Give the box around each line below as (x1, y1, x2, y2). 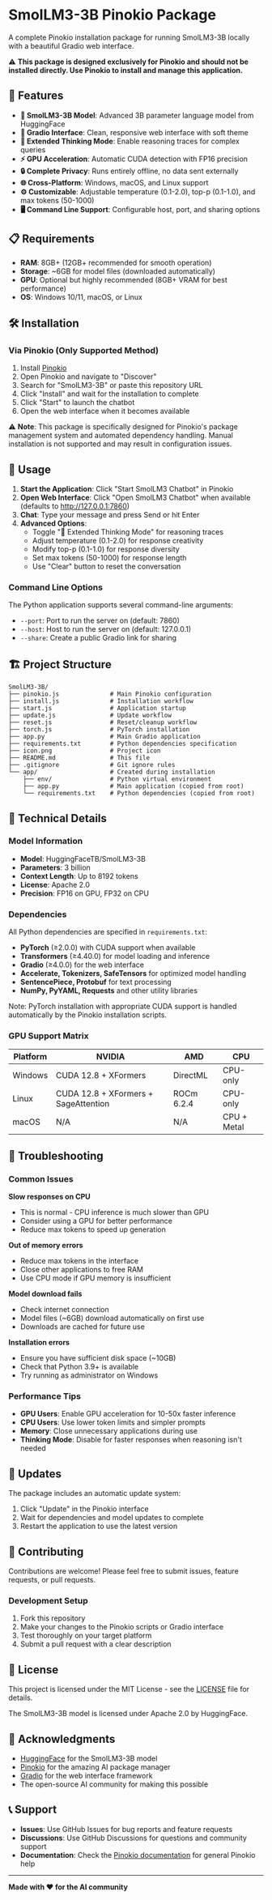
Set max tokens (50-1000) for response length (32, 553, 187, 563)
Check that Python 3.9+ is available (19, 1362, 139, 1372)
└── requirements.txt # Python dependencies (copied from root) (23, 790, 255, 798)
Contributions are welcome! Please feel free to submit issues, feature (8, 1566, 239, 1576)
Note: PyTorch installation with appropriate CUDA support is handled (8, 1002, 237, 1012)
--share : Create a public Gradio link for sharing (19, 633, 176, 643)
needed (19, 1443, 46, 1453)
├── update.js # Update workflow (8, 711, 172, 720)
